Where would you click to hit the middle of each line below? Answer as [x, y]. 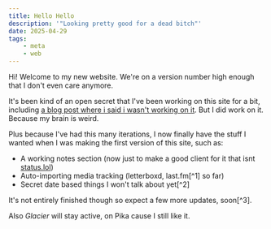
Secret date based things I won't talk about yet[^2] [105, 184]
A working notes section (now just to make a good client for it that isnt [138, 158]
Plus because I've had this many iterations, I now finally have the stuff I [127, 134]
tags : [17, 39]
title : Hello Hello [42, 16]
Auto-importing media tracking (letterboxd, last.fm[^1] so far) [122, 176]
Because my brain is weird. [54, 118]
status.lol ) [37, 167]
